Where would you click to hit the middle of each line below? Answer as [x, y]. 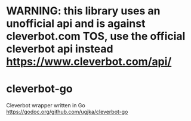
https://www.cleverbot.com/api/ [89, 62]
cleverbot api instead [60, 49]
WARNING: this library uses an [83, 11]
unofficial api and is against [76, 24]
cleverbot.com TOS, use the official [96, 36]
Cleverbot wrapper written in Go [46, 106]
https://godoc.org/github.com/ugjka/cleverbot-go [67, 112]
